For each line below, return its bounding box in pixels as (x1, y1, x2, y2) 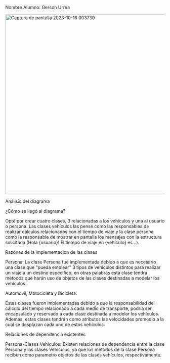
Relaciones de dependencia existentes (5, 331, 86, 337)
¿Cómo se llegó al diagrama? (5, 208, 66, 214)
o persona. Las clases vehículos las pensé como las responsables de (5, 223, 149, 229)
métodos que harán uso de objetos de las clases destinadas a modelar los (5, 275, 160, 281)
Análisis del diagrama (5, 198, 50, 204)
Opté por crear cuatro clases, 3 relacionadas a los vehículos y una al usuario (5, 218, 165, 224)
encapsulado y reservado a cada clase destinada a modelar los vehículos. (5, 311, 159, 316)
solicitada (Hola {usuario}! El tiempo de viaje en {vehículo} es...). (5, 240, 140, 245)
